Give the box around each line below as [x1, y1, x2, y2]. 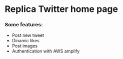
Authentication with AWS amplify [11, 48, 80, 54]
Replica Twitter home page [4, 3, 118, 15]
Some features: [4, 21, 43, 28]
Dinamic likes [11, 38, 39, 44]
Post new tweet [11, 32, 44, 38]
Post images [11, 43, 38, 49]
